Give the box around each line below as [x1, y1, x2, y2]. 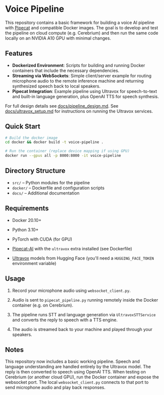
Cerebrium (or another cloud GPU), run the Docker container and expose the [5, 374, 159, 380]
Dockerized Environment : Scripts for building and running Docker [12, 62, 145, 68]
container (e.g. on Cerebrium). [12, 302, 73, 308]
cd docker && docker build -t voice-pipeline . [5, 140, 104, 145]
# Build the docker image [5, 135, 58, 140]
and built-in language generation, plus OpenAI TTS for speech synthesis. [12, 93, 159, 99]
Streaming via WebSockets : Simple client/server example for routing [12, 72, 152, 79]
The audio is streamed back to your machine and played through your [12, 326, 153, 332]
